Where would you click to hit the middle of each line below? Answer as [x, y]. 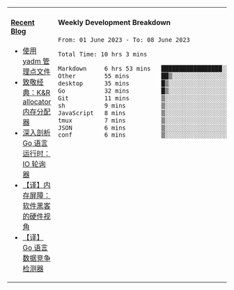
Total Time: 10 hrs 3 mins [103, 54]
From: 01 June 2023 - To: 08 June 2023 [124, 40]
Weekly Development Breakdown [115, 22]
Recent [23, 22]
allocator [37, 102]
